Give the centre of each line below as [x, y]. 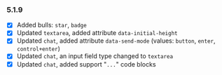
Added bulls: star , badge [51, 25]
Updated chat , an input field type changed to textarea [95, 56]
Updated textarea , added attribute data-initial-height [97, 33]
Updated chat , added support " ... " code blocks [86, 64]
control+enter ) [38, 49]
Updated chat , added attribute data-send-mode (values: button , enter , [116, 41]
